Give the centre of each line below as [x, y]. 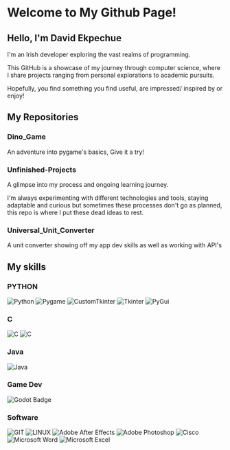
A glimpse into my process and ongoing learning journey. [88, 184]
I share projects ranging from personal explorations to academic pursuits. [111, 75]
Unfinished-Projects [42, 170]
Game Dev [25, 385]
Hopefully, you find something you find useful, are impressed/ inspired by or [115, 88]
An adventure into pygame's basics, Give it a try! [76, 152]
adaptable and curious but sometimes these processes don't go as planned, [115, 205]
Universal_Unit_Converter [51, 230]
